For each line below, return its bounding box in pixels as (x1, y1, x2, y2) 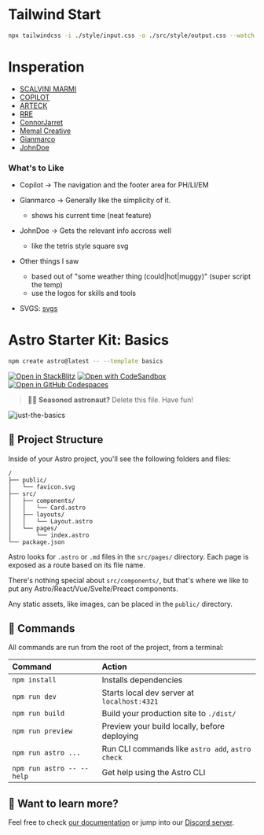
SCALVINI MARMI (19, 84, 77, 94)
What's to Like (8, 162, 64, 173)
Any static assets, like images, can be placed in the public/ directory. (8, 599, 233, 608)
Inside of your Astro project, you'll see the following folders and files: (8, 454, 232, 464)
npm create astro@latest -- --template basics (8, 357, 163, 365)
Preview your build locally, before (101, 721, 225, 732)
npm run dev (12, 693, 57, 701)
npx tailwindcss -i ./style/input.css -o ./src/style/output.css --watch (8, 31, 255, 39)
